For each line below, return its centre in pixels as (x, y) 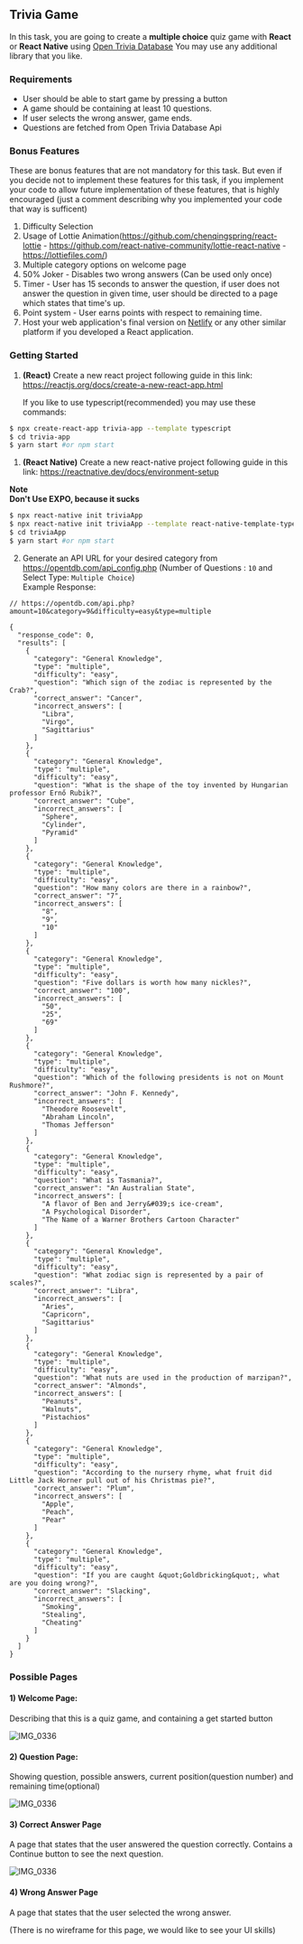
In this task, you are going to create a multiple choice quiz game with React (150, 36)
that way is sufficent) (48, 209)
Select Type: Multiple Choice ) (78, 577)
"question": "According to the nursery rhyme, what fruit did (152, 1472)
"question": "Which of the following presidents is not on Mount (158, 1077)
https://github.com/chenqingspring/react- (199, 236)
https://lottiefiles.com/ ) (65, 256)
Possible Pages (44, 1677)
